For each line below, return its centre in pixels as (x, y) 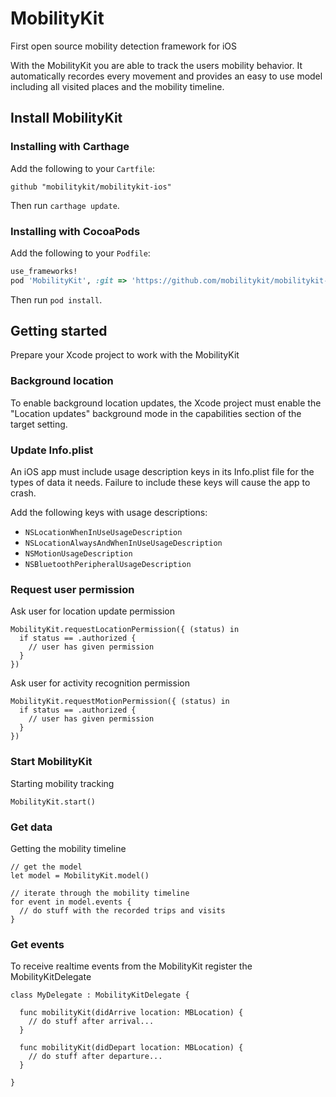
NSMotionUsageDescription (78, 554)
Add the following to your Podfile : (80, 253)
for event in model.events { (71, 902)
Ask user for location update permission (92, 611)
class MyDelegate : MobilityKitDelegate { (100, 995)
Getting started (59, 331)
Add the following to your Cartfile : (83, 168)
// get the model (46, 867)
